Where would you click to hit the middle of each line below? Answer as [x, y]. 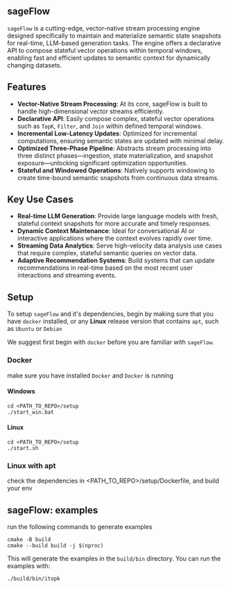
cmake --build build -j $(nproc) [55, 546]
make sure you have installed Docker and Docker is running [90, 376]
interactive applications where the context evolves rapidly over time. [115, 239]
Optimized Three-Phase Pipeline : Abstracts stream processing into [114, 148]
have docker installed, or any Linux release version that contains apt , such [113, 321]
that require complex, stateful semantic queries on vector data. [107, 253]
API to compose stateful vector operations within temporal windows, [105, 50]
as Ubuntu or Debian [35, 329]
